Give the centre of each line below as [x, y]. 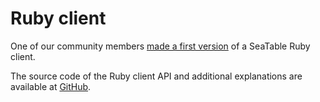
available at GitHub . [51, 86]
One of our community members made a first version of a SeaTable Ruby [160, 46]
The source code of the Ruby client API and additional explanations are [156, 76]
